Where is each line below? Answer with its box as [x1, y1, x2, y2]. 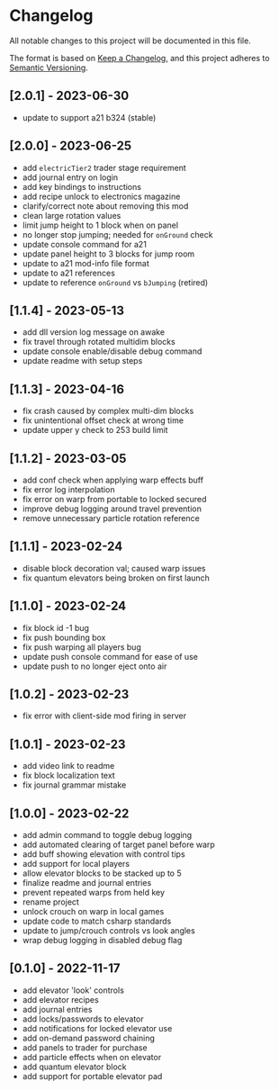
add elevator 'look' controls [22, 985, 124, 995]
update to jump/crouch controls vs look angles [22, 925, 195, 936]
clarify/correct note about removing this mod [22, 200, 189, 212]
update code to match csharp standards [22, 915, 172, 927]
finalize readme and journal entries [22, 878, 152, 888]
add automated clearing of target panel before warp [22, 839, 216, 851]
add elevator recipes [22, 994, 99, 1004]
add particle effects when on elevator [22, 1051, 162, 1062]
